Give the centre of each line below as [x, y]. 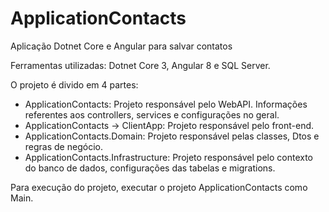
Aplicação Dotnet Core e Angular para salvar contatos [121, 46]
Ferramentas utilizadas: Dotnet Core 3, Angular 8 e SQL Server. [140, 65]
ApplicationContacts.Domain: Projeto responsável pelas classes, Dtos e [172, 136]
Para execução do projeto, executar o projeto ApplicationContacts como [159, 187]
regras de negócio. [63, 146]
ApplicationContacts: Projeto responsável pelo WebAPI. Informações [166, 104]
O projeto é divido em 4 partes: [74, 84]
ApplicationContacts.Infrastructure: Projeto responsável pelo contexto [168, 157]
